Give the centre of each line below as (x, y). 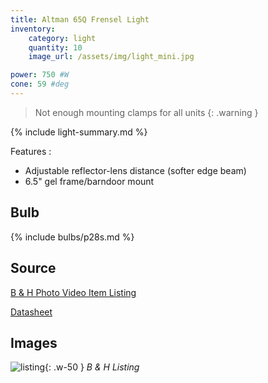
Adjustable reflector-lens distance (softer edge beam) (135, 170)
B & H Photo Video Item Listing (73, 292)
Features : (31, 151)
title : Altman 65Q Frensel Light (80, 19)
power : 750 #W (40, 75)
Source (33, 268)
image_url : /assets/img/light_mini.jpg (111, 57)
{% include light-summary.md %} (79, 132)
